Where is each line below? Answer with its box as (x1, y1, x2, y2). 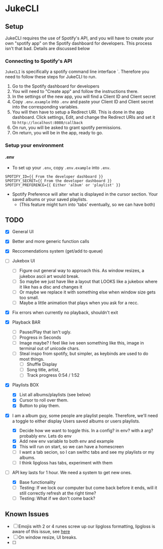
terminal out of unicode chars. (19, 346, 80, 351)
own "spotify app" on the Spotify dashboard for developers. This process (5, 40, 152, 46)
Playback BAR (12, 319, 40, 325)
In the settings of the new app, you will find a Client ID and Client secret (12, 93, 156, 100)
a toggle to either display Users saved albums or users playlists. (12, 418, 140, 424)
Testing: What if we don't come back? (19, 495, 96, 501)
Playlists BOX (12, 382, 39, 388)
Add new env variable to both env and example (19, 438, 114, 444)
